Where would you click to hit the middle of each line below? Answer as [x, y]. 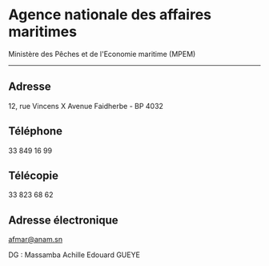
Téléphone [35, 131]
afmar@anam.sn [35, 240]
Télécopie [33, 175]
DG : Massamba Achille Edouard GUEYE [74, 255]
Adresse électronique [63, 220]
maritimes [43, 32]
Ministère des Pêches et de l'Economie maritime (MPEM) [102, 54]
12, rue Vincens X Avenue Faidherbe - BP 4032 [86, 106]
